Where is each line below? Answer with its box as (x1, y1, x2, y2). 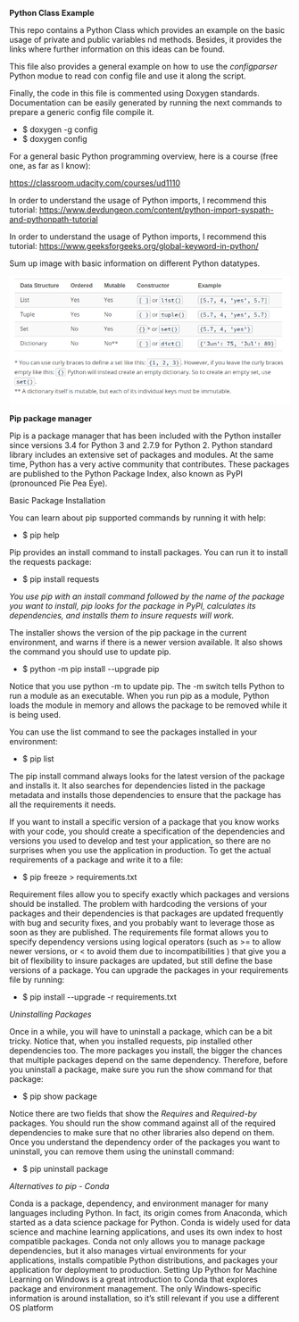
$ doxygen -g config (21, 124, 98, 135)
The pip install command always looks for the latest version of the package (9, 771, 286, 782)
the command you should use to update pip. (9, 646, 171, 657)
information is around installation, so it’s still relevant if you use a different (9, 1293, 279, 1304)
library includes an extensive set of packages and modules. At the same (9, 450, 274, 461)
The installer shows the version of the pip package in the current (9, 628, 247, 638)
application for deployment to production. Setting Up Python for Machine (9, 1265, 278, 1276)
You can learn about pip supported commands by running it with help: (9, 512, 266, 523)
